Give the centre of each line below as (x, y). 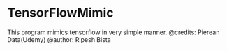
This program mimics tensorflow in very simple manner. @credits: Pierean (113, 32)
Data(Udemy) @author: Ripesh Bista (59, 39)
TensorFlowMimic (60, 13)
